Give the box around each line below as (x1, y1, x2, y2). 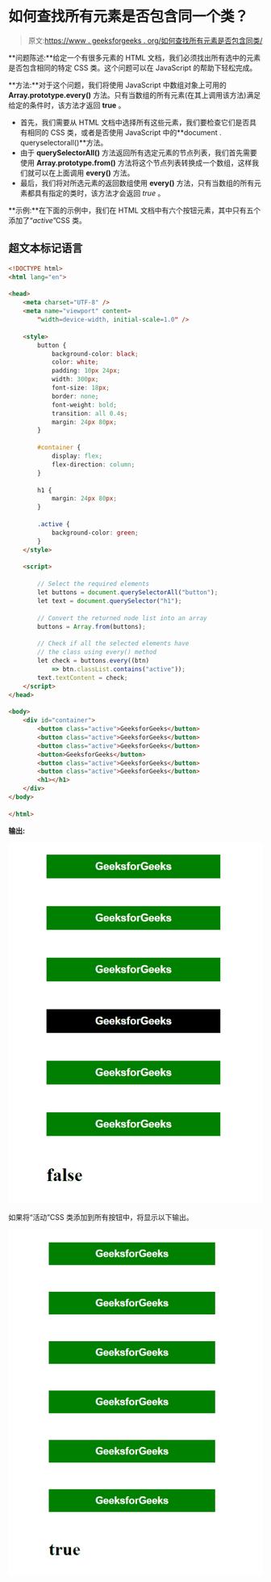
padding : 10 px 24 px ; (51, 367, 121, 375)
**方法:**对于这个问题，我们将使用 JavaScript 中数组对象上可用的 (8, 80, 227, 90)
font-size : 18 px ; (51, 384, 110, 392)
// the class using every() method (37, 648, 157, 656)
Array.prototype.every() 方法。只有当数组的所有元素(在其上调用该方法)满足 (8, 90, 261, 99)
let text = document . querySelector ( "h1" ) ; (37, 597, 182, 605)
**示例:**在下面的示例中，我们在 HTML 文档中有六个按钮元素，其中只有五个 (8, 205, 261, 215)
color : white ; (51, 358, 99, 366)
